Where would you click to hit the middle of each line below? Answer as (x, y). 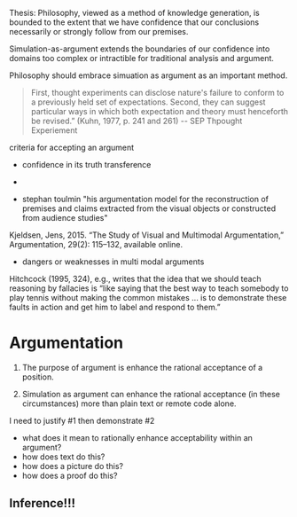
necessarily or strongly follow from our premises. (99, 31)
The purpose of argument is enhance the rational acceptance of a (142, 367)
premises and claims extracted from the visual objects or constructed (149, 208)
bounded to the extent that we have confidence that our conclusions (134, 22)
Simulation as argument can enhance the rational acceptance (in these (151, 394)
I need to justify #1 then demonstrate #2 (82, 420)
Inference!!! (43, 503)
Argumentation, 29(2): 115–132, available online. (96, 244)
